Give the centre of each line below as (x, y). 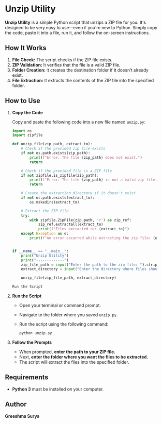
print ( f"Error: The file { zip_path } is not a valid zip (87, 180)
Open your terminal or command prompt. (60, 305)
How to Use (23, 101)
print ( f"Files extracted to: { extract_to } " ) (84, 229)
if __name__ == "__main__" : (40, 251)
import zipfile (27, 135)
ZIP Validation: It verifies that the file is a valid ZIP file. (66, 65)
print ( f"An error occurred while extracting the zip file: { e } (95, 238)
